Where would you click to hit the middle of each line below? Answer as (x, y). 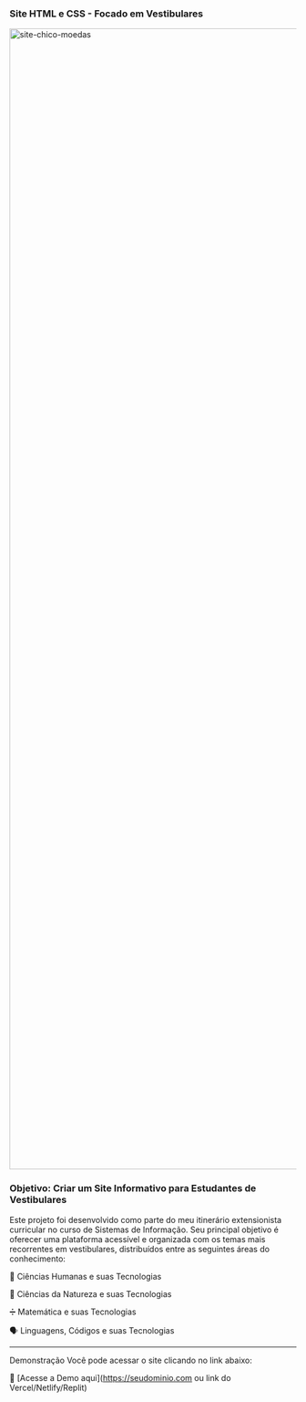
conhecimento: (38, 1259)
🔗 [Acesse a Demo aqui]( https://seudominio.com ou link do (120, 1377)
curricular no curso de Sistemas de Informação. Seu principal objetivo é (144, 1229)
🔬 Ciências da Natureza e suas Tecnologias (91, 1293)
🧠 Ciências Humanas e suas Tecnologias (86, 1276)
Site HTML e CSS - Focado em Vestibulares (107, 14)
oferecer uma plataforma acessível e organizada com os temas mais (138, 1239)
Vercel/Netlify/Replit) (49, 1387)
